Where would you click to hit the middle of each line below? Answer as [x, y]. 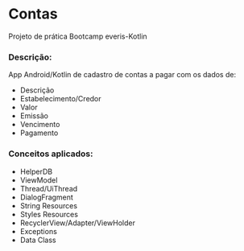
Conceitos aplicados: [51, 154]
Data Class [38, 240]
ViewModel [39, 180]
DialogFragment [47, 197]
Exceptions [39, 231]
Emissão [34, 116]
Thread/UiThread [49, 188]
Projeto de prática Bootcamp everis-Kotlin [78, 36]
